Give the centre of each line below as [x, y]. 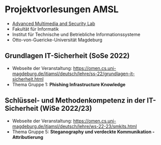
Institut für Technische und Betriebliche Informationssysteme [76, 34]
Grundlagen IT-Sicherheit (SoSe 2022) [67, 56]
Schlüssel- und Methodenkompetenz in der [75, 101]
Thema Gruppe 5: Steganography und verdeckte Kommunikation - [83, 132]
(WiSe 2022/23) [66, 108]
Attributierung [28, 137]
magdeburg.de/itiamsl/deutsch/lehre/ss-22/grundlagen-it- [73, 74]
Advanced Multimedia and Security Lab [53, 23]
